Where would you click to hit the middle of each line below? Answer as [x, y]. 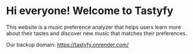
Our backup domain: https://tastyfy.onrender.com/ [67, 45]
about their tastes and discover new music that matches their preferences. [97, 33]
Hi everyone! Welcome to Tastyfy [90, 11]
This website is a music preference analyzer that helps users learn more [94, 27]
